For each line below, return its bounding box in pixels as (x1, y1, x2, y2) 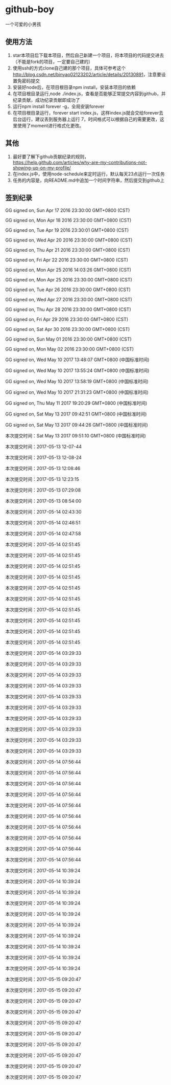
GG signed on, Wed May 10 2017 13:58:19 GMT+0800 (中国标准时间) (5, 379, 149, 385)
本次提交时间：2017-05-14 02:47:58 (5, 530, 81, 537)
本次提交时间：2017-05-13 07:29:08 (5, 487, 81, 493)
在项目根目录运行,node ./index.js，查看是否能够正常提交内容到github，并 (12, 91, 166, 97)
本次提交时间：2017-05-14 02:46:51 (5, 520, 81, 526)
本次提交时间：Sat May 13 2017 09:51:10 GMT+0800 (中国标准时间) (5, 433, 146, 439)
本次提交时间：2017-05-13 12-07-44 (5, 444, 82, 450)
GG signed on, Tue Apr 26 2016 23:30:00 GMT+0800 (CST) (5, 286, 131, 293)
